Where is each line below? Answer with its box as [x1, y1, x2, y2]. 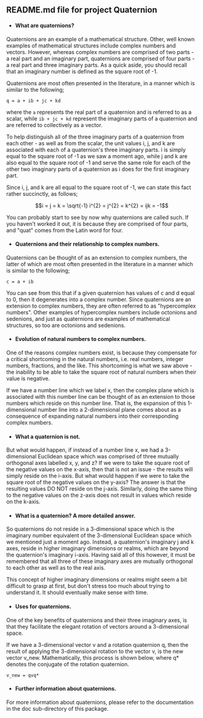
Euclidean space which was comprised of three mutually [38, 453, 179, 460]
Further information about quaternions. [15, 685, 116, 692]
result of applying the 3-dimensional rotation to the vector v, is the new [6, 647, 184, 655]
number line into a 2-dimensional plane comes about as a [38, 406, 181, 413]
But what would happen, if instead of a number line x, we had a [6, 446, 164, 454]
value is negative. [6, 375, 50, 382]
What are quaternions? [15, 21, 75, 29]
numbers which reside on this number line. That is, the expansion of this [6, 399, 187, 407]
